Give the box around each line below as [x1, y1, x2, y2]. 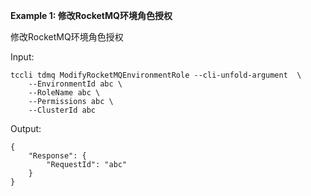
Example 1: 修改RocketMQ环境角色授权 [10, 10, 173, 21]
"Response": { [28, 151, 87, 161]
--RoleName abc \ [28, 88, 101, 98]
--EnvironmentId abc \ [28, 79, 123, 89]
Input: [10, 51, 35, 63]
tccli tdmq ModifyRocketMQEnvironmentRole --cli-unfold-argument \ [10, 70, 302, 80]
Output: [10, 123, 42, 134]
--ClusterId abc [28, 105, 97, 115]
